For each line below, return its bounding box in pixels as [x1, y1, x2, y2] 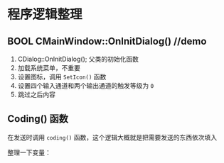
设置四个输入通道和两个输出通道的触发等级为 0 [17, 81, 154, 89]
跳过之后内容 [17, 90, 55, 99]
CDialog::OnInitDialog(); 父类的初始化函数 [17, 55, 139, 63]
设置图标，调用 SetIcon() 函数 [17, 72, 107, 81]
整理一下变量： [7, 148, 51, 157]
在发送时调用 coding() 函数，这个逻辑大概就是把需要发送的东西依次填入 [7, 133, 218, 142]
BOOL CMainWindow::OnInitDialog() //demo [7, 35, 207, 47]
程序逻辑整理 [7, 6, 83, 23]
